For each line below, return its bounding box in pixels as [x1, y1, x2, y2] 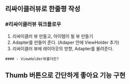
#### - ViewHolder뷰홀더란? [5, 56, 59, 61]
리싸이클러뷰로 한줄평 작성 [5, 4, 80, 13]
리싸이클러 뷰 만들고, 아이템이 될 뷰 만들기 [12, 33, 93, 39]
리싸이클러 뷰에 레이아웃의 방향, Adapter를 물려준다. [12, 45, 114, 51]
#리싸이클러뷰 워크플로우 [5, 21, 62, 28]
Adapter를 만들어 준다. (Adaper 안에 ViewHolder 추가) [12, 39, 120, 45]
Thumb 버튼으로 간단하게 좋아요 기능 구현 [5, 71, 126, 80]
